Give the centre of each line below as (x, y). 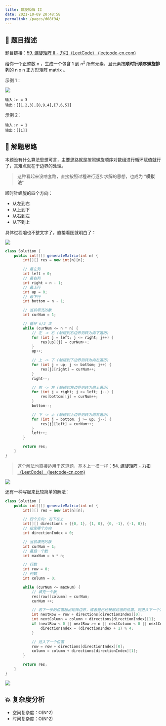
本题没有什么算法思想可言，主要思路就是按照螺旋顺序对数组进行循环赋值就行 (83, 160)
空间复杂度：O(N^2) (33, 712)
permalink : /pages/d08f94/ (33, 19)
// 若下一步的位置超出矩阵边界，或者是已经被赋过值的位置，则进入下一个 (95, 610)
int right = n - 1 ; (43, 283)
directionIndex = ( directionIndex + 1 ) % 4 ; (87, 628)
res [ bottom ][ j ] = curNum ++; (69, 397)
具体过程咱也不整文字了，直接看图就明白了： (51, 232)
